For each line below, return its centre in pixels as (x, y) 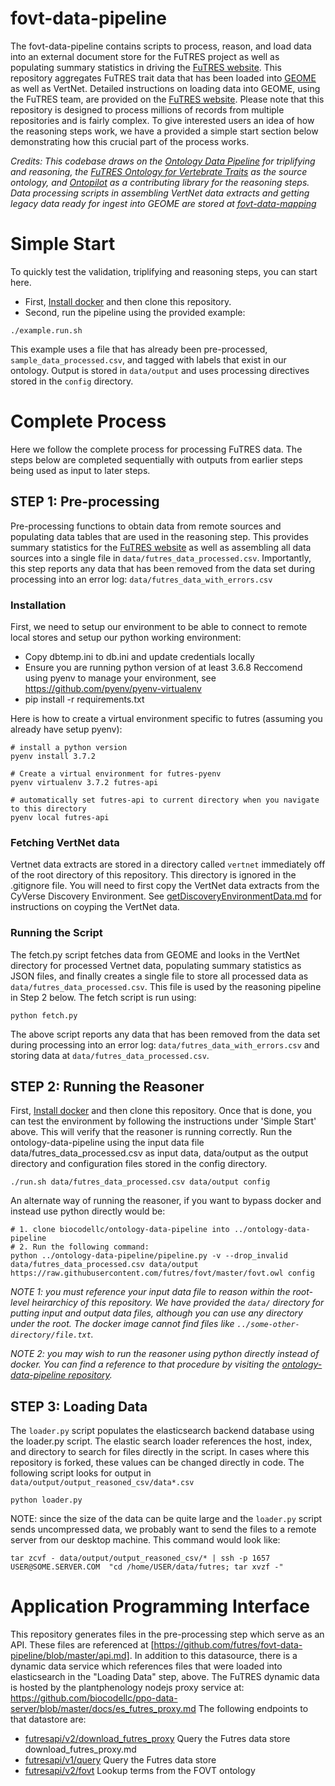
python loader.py (46, 1500)
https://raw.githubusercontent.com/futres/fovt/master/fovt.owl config (162, 1273)
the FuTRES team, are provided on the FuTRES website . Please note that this (167, 99)
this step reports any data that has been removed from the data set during (163, 568)
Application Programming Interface (160, 1606)
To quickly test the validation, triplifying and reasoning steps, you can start (164, 271)
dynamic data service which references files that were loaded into (146, 1666)
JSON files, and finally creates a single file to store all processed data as (159, 976)
